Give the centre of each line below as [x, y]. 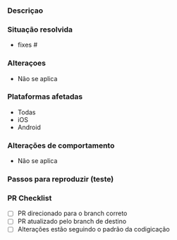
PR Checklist [30, 198]
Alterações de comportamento [61, 145]
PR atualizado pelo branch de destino [72, 222]
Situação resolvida [40, 29]
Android [29, 127]
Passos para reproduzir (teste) [61, 179]
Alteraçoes [26, 64]
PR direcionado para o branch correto [72, 213]
